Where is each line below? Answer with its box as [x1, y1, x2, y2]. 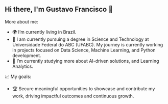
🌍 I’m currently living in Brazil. [12, 29, 77, 35]
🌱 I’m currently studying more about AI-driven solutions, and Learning [12, 58, 159, 64]
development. [12, 52, 41, 59]
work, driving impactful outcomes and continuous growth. [12, 93, 134, 99]
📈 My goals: [5, 73, 32, 80]
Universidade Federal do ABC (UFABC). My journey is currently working [12, 41, 163, 47]
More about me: [5, 18, 39, 24]
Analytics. [12, 63, 34, 69]
